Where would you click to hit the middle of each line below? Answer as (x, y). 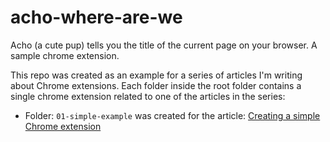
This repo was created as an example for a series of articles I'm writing (156, 75)
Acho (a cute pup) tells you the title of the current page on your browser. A (164, 45)
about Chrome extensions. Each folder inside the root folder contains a (156, 85)
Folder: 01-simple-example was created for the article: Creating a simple (172, 115)
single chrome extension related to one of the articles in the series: (148, 96)
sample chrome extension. (65, 55)
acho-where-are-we (96, 17)
